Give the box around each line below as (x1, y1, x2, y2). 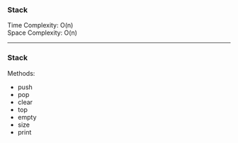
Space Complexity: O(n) (7, 28, 78, 37)
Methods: (7, 69, 35, 77)
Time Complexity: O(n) (7, 21, 74, 30)
